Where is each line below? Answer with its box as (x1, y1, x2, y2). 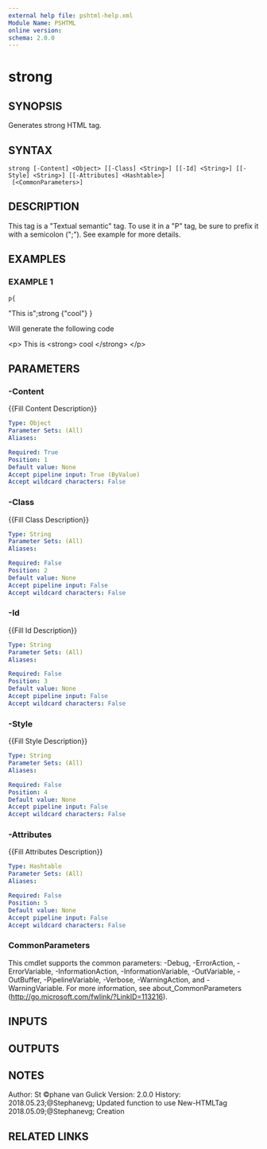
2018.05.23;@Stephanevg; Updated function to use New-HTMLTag (8, 1098, 228, 1108)
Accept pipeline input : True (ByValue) (8, 470, 141, 479)
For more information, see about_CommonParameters (66, 983, 242, 993)
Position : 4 (8, 788, 48, 796)
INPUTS (8, 1015, 48, 1028)
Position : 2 (8, 567, 48, 575)
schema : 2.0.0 (8, 33, 56, 42)
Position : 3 (8, 677, 48, 685)
